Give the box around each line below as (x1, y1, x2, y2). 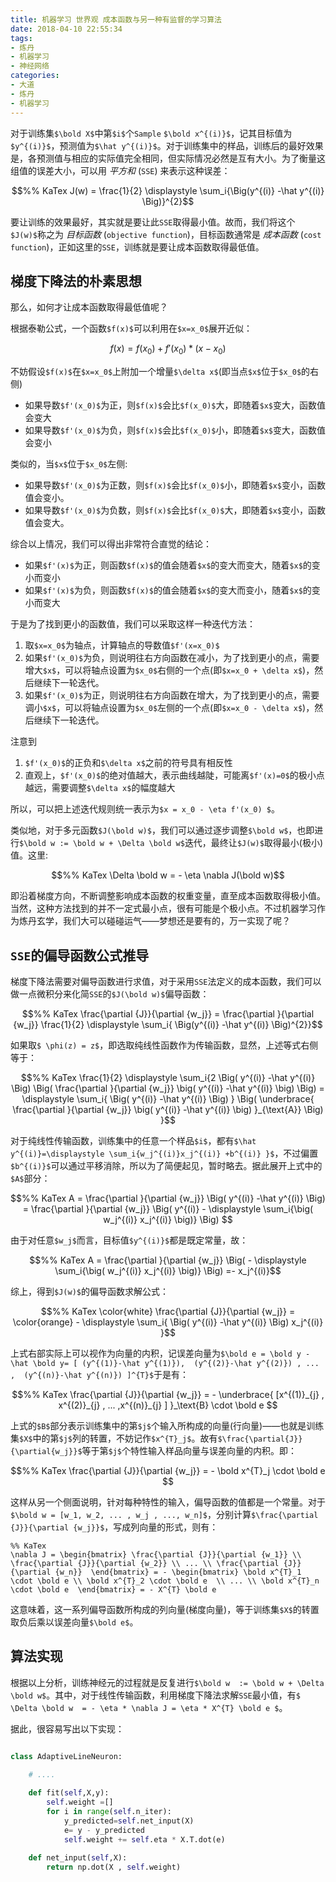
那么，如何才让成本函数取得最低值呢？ (10, 301, 168, 313)
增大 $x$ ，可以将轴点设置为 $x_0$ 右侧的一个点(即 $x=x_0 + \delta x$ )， (24, 664, 315, 676)
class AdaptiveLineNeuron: (10, 1751, 123, 1761)
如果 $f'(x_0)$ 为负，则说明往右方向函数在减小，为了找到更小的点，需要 (24, 652, 320, 664)
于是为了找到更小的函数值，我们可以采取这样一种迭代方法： (10, 618, 256, 630)
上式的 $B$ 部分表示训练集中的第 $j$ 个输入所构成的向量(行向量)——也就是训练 (10, 1419, 325, 1431)
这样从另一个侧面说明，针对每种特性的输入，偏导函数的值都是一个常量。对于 (10, 1496, 326, 1508)
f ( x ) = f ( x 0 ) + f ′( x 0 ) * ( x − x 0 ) (109, 342, 227, 357)
